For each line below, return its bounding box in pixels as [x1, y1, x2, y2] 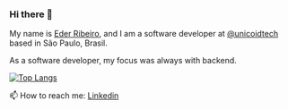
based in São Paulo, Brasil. [9, 38, 108, 48]
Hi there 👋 [9, 8, 54, 21]
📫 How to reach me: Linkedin [9, 90, 119, 101]
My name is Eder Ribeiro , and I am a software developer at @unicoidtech [9, 29, 279, 39]
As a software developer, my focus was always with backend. [9, 55, 238, 66]
